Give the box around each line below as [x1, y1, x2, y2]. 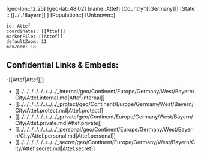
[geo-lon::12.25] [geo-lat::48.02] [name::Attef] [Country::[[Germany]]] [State [6, 5, 195, 12]
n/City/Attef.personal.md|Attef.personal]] [14, 132, 116, 139]
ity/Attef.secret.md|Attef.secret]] [14, 145, 95, 152]
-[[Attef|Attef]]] [6, 76, 44, 83]
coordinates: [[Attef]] [6, 28, 66, 34]
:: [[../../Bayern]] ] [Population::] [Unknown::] [6, 11, 116, 19]
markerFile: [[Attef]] [6, 34, 63, 39]
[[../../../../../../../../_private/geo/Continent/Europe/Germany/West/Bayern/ [14, 113, 193, 120]
